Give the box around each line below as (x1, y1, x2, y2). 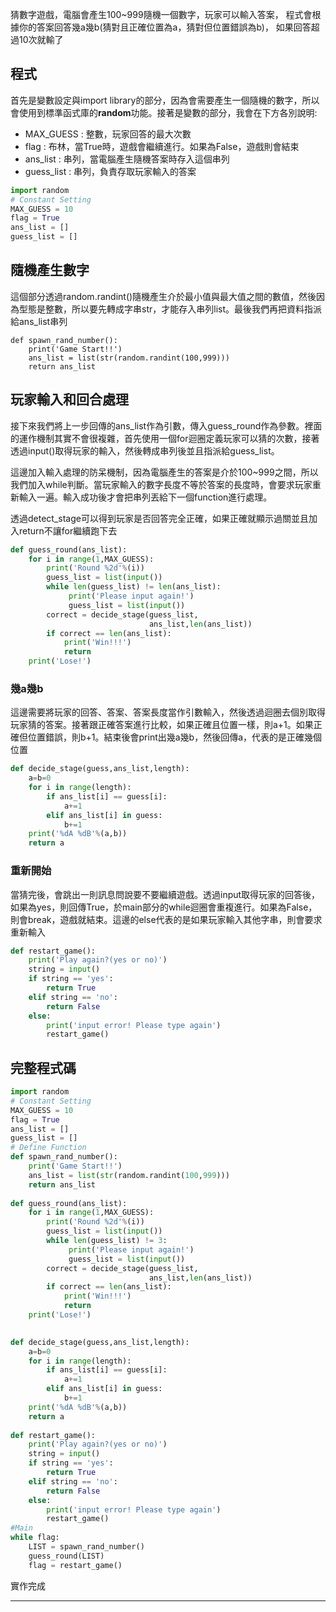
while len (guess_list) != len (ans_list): (46, 582, 222, 592)
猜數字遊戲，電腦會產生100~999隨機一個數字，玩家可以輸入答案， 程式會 (10, 9, 313, 20)
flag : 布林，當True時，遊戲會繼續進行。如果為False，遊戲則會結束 (24, 140, 300, 152)
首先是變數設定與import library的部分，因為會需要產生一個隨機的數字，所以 (10, 94, 320, 106)
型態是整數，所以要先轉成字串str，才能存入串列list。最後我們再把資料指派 (18, 303, 322, 315)
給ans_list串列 (10, 315, 68, 327)
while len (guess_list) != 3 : (46, 1236, 168, 1246)
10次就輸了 (18, 34, 64, 45)
